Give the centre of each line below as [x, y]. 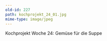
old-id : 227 [18, 10]
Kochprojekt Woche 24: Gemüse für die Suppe [54, 33]
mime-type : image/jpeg [29, 19]
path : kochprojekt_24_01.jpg [36, 14]
